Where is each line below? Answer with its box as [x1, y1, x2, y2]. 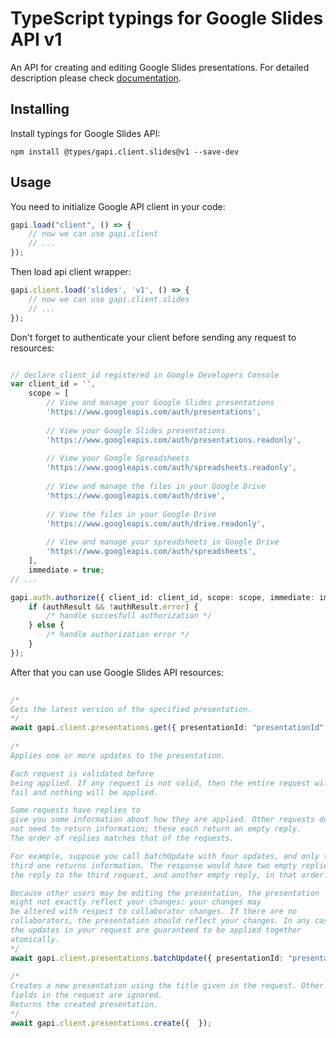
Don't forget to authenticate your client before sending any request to [10, 331, 297, 343]
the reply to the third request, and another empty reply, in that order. [10, 870, 329, 880]
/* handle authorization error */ [46, 630, 190, 640]
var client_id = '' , [10, 379, 97, 389]
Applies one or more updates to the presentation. [10, 750, 226, 761]
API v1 [10, 28, 63, 51]
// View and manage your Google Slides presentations [46, 398, 275, 408]
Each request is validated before [10, 768, 155, 779]
